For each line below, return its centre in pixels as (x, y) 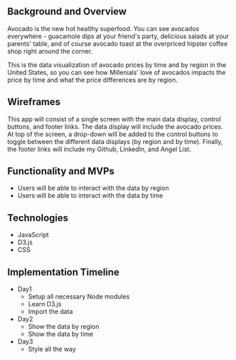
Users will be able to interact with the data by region (93, 188)
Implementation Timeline (63, 272)
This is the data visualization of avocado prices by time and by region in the (117, 65)
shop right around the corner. (50, 51)
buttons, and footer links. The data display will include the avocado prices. (115, 126)
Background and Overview (67, 12)
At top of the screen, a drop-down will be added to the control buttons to (113, 134)
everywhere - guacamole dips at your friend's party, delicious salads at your (118, 36)
